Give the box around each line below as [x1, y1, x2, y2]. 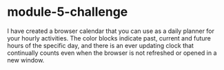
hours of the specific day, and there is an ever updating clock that [7, 41, 194, 49]
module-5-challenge [7, 4, 128, 20]
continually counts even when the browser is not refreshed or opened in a [7, 49, 217, 57]
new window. [7, 56, 45, 64]
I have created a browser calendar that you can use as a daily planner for [7, 27, 215, 35]
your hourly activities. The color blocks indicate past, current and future [7, 34, 212, 42]
